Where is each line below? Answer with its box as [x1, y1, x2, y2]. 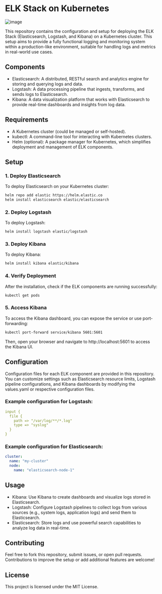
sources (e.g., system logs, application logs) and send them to [12, 509, 136, 515]
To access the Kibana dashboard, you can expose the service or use [5, 315, 142, 321]
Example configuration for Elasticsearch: [5, 443, 103, 450]
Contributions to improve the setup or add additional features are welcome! [5, 557, 155, 563]
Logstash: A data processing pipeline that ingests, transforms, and [12, 86, 145, 92]
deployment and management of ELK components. [12, 144, 114, 150]
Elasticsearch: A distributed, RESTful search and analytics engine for [12, 76, 149, 81]
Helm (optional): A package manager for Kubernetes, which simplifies [12, 139, 151, 144]
